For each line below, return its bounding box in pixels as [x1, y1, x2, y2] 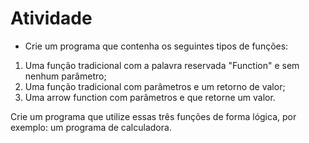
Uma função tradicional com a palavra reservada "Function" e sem [24, 59, 300, 71]
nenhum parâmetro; [24, 70, 107, 82]
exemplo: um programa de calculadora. [10, 121, 172, 133]
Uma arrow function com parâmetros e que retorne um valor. [24, 91, 276, 103]
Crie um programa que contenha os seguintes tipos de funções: [24, 40, 289, 52]
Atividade [10, 7, 93, 30]
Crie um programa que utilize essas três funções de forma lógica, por [10, 110, 297, 122]
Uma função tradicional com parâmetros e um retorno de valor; [24, 80, 286, 92]
